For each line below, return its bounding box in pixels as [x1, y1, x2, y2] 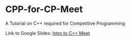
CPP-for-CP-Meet [5, 4, 83, 15]
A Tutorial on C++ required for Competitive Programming [5, 20, 125, 26]
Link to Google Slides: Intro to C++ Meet [5, 30, 91, 36]
